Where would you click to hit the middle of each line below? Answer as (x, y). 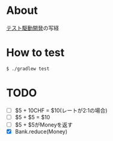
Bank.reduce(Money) (41, 131)
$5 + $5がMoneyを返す (44, 125)
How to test (35, 53)
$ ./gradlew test (28, 69)
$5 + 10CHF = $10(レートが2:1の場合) (61, 110)
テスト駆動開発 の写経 (32, 28)
